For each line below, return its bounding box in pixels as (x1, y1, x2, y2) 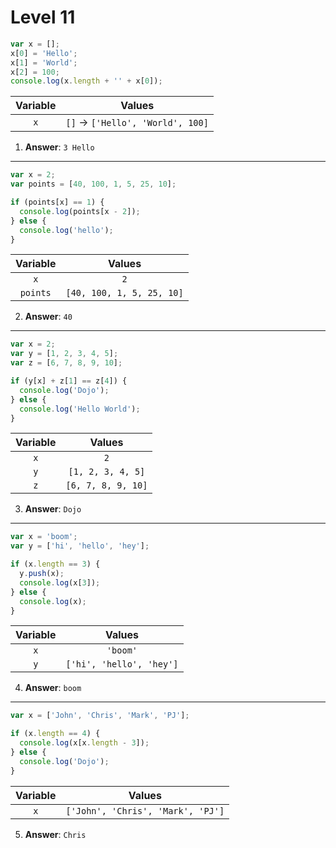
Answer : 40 (24, 311, 73, 323)
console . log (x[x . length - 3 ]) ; (19, 738, 150, 748)
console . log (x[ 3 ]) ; (19, 577, 101, 588)
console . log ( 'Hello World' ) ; (19, 404, 141, 414)
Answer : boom (24, 682, 82, 694)
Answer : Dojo (24, 503, 82, 515)
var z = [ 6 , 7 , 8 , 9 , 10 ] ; (10, 358, 123, 368)
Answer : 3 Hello (24, 141, 95, 153)
